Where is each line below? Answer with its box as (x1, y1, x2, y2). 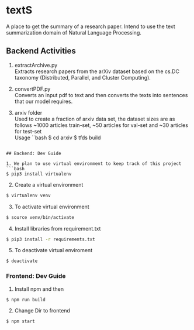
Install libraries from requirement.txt (14, 225, 101, 232)
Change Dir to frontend (14, 307, 70, 314)
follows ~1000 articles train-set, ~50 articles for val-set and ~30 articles (14, 121, 189, 129)
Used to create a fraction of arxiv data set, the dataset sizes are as (14, 115, 175, 122)
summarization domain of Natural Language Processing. (6, 29, 142, 36)
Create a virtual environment (14, 181, 84, 188)
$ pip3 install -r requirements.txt (6, 236, 95, 242)
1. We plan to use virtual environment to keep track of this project (6, 160, 182, 167)
